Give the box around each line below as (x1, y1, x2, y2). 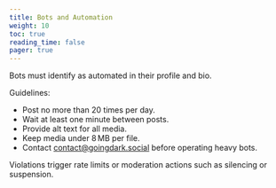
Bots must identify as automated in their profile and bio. (9, 70, 212, 81)
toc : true (9, 29, 46, 38)
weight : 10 (9, 21, 50, 30)
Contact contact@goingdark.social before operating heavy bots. (21, 143, 258, 153)
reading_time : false (9, 37, 86, 47)
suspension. (9, 169, 54, 180)
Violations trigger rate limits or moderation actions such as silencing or (9, 160, 268, 170)
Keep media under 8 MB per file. (21, 133, 140, 144)
